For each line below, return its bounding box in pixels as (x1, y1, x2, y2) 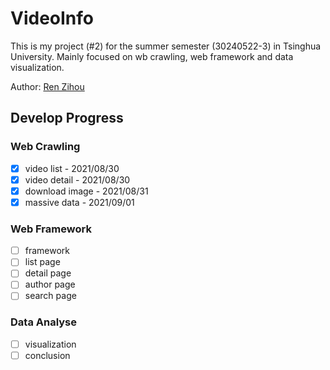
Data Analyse (10, 315, 78, 329)
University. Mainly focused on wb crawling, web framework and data (10, 50, 294, 62)
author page (24, 278, 76, 291)
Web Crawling (10, 140, 81, 154)
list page (24, 256, 61, 268)
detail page (24, 267, 72, 279)
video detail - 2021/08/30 (24, 173, 131, 186)
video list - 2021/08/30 (24, 162, 120, 174)
